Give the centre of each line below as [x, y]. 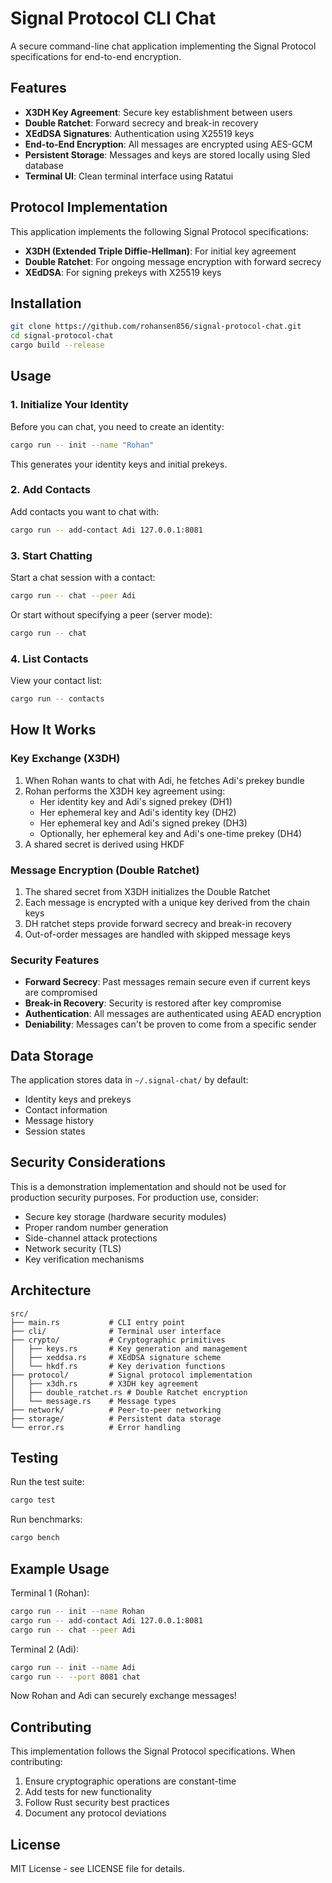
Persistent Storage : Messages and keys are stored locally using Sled [167, 154]
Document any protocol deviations [95, 1813]
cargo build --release [57, 345]
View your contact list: [56, 681]
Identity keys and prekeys [78, 1099]
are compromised [61, 993]
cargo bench [35, 1538]
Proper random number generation [96, 1227]
